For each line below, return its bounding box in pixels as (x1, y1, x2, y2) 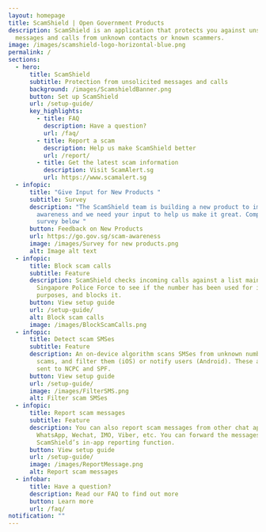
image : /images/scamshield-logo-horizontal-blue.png (8, 41, 186, 49)
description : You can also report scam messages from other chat (28, 424, 249, 431)
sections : (8, 56, 41, 64)
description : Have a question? (43, 122, 147, 130)
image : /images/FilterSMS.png (28, 387, 129, 395)
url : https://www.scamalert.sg (43, 173, 147, 182)
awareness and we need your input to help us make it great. (36, 211, 243, 218)
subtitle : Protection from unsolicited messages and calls (28, 78, 228, 85)
